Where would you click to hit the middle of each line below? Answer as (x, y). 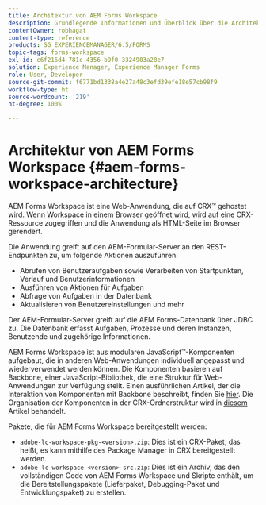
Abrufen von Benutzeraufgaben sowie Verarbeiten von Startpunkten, (131, 271)
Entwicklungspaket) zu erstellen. (73, 492)
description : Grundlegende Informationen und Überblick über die (118, 23)
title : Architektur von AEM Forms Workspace (83, 15)
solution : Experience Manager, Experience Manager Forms (104, 67)
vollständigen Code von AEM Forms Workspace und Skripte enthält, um (137, 476)
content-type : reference (49, 38)
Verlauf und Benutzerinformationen (77, 279)
